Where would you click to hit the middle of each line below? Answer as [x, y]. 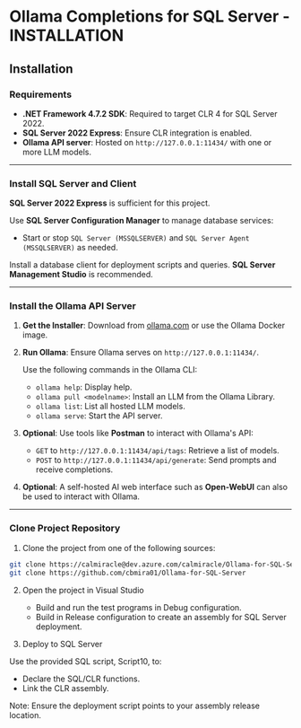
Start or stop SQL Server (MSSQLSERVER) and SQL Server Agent [136, 238]
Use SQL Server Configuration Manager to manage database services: [142, 221]
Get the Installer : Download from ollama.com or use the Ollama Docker [153, 326]
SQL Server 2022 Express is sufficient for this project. [110, 203]
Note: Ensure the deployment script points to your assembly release [135, 706]
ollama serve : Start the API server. [99, 416]
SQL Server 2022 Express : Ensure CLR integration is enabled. [137, 133]
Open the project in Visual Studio [83, 590]
